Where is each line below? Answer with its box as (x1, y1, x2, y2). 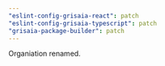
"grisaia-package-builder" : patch (8, 27, 125, 35)
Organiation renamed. (8, 49, 81, 59)
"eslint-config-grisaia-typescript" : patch (8, 19, 158, 27)
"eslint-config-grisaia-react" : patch (8, 11, 139, 20)
